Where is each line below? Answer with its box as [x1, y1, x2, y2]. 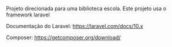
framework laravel [6, 11, 50, 18]
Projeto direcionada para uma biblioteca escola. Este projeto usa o [6, 5, 167, 12]
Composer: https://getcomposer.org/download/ [6, 34, 121, 41]
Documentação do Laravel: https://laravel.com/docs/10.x [6, 23, 143, 29]
